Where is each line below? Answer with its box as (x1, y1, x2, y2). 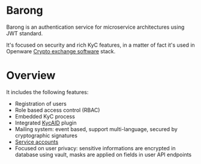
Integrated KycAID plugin (14, 119, 77, 126)
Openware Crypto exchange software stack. (6, 47, 116, 54)
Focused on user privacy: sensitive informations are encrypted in (14, 144, 176, 151)
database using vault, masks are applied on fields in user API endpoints (14, 151, 192, 158)
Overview (6, 69, 56, 83)
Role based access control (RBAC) (14, 106, 100, 114)
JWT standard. (6, 29, 43, 37)
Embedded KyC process (14, 113, 75, 120)
